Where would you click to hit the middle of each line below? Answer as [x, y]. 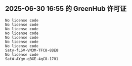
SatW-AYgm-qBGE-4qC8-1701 [32, 59]
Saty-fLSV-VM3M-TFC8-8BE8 [32, 50]
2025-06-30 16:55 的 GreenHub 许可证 [66, 9]
